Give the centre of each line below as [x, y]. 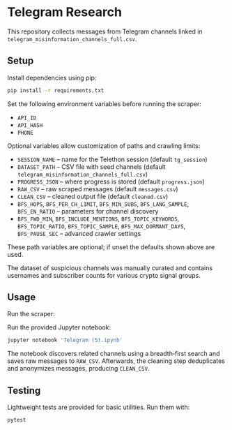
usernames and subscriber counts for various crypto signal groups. [104, 275]
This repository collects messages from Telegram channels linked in [105, 31]
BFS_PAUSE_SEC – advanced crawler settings [79, 233]
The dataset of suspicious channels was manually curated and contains [110, 268]
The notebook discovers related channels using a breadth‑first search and [114, 354]
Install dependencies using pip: [52, 77]
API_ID [27, 118]
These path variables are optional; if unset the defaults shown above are [111, 247]
